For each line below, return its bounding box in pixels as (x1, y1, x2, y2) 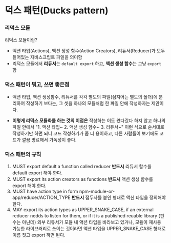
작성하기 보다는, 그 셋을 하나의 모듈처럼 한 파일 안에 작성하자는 (26, 100, 151, 106)
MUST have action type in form (12, 188, 78, 195)
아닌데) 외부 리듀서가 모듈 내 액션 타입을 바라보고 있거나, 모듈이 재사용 (22, 219, 162, 226)
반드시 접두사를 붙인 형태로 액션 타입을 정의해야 (71, 194, 166, 200)
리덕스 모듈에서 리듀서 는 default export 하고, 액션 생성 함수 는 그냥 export (12, 60, 162, 67)
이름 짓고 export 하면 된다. (12, 232, 66, 238)
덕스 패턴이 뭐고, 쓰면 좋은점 (5, 81, 70, 88)
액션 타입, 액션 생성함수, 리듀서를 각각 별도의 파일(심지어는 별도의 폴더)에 (12, 93, 158, 100)
